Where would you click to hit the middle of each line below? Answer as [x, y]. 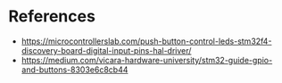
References [52, 17]
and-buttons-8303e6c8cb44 [75, 70]
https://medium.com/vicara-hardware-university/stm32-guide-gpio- [147, 60]
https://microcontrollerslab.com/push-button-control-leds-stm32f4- [146, 41]
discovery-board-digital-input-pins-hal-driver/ [106, 50]
